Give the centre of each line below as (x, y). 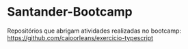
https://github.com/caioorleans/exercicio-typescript (80, 37)
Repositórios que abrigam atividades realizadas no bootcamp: (94, 31)
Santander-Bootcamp (70, 12)
